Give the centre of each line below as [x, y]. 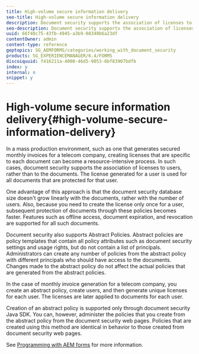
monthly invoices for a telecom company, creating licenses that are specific [98, 155]
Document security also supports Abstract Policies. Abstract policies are [95, 235]
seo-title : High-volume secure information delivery [73, 17]
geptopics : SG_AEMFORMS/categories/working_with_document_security [91, 50]
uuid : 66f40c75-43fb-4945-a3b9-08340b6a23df [62, 34]
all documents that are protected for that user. [62, 180]
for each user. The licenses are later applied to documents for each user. [95, 296]
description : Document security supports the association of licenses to [99, 23]
